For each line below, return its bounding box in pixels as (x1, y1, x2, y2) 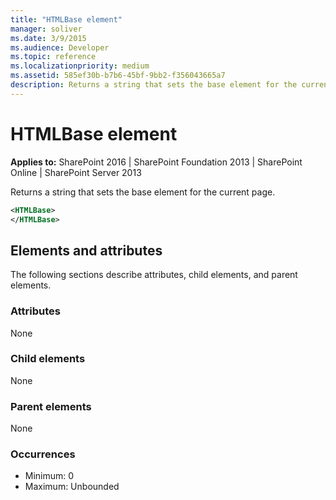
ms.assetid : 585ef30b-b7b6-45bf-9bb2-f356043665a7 (10, 71, 226, 81)
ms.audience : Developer (10, 42, 110, 53)
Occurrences (10, 447, 76, 461)
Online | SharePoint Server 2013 (10, 166, 142, 178)
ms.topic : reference (10, 52, 97, 62)
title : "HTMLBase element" (10, 14, 123, 25)
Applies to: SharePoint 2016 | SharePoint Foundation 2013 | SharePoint (10, 156, 303, 168)
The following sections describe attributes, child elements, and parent (10, 269, 298, 281)
